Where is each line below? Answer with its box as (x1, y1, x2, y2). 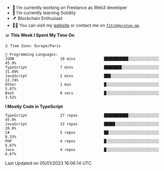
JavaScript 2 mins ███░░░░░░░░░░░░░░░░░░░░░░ (5, 73, 160, 78)
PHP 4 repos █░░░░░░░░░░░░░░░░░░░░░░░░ (5, 139, 160, 144)
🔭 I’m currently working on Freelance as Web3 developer (12, 5, 128, 10)
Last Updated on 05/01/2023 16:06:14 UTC (5, 160, 92, 166)
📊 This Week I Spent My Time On (5, 32, 75, 38)
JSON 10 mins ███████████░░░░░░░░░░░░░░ (5, 56, 160, 61)
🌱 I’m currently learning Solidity (12, 10, 76, 16)
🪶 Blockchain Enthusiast (12, 15, 63, 21)
